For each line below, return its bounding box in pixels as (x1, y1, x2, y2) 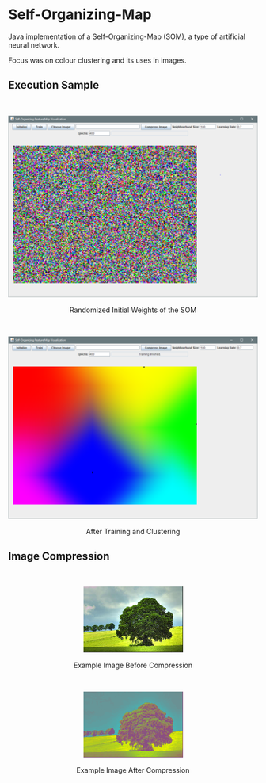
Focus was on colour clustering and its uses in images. (8, 55, 188, 65)
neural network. (8, 40, 60, 49)
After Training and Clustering (85, 527, 180, 537)
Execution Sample (8, 78, 100, 92)
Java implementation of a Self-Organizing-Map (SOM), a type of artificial (8, 32, 245, 41)
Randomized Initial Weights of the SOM (69, 305, 197, 315)
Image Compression (8, 549, 110, 563)
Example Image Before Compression (74, 660, 192, 670)
